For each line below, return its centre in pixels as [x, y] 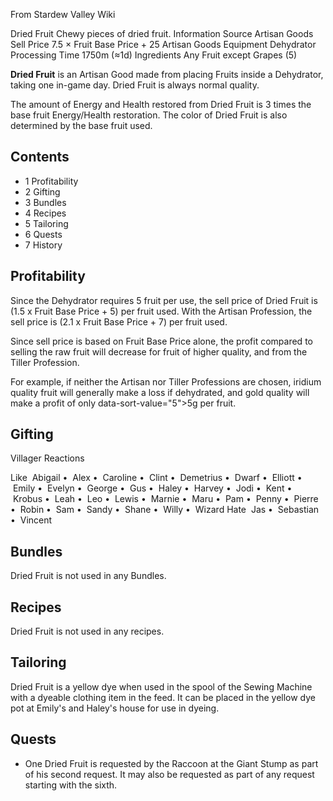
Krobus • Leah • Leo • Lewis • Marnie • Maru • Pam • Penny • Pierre [165, 499]
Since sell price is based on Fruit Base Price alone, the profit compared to [161, 341]
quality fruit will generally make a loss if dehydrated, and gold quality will [160, 392]
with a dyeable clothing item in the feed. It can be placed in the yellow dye [163, 697]
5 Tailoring [46, 223]
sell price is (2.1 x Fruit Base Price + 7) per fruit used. [119, 321]
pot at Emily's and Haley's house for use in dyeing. [115, 708]
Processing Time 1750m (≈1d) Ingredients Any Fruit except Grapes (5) [154, 55]
